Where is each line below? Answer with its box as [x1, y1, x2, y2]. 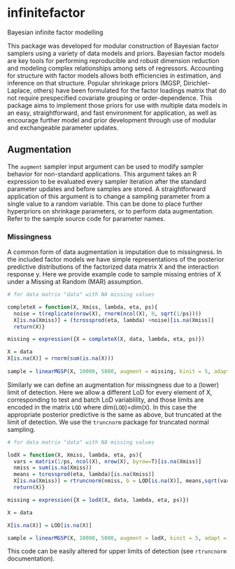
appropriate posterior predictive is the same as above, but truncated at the [7, 410, 222, 419]
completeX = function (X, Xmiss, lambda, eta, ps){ [7, 303, 158, 311]
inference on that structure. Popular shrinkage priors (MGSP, [7, 78, 183, 87]
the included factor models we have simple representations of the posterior [7, 255, 225, 264]
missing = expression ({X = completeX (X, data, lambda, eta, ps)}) [7, 336, 205, 343]
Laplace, [7, 86, 32, 94]
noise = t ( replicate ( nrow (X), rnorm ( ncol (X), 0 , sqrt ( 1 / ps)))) [13, 310, 202, 317]
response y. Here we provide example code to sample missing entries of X [7, 270, 222, 279]
